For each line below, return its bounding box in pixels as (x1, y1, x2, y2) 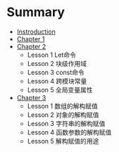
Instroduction (16, 27, 56, 36)
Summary (6, 4, 65, 20)
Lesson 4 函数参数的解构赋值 (27, 127, 112, 137)
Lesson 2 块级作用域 (27, 59, 87, 67)
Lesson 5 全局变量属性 (27, 85, 93, 94)
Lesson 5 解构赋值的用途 (27, 137, 99, 145)
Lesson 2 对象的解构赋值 (27, 110, 99, 119)
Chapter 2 (16, 42, 46, 50)
